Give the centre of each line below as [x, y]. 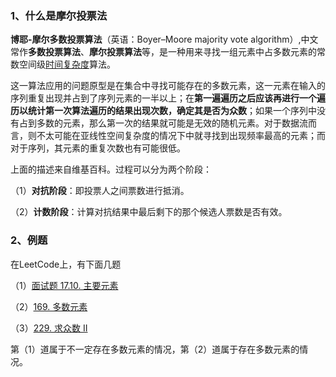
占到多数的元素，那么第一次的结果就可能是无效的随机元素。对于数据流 [163, 123]
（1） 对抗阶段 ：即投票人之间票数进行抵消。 [100, 191]
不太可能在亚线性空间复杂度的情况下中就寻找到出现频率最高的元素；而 [181, 136]
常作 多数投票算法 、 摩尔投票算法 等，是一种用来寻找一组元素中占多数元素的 [163, 52]
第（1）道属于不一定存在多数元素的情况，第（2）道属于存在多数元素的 [155, 349]
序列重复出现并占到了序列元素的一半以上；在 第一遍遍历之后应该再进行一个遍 [168, 98]
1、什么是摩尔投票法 [59, 15]
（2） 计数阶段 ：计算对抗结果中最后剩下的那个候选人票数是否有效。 [149, 212]
